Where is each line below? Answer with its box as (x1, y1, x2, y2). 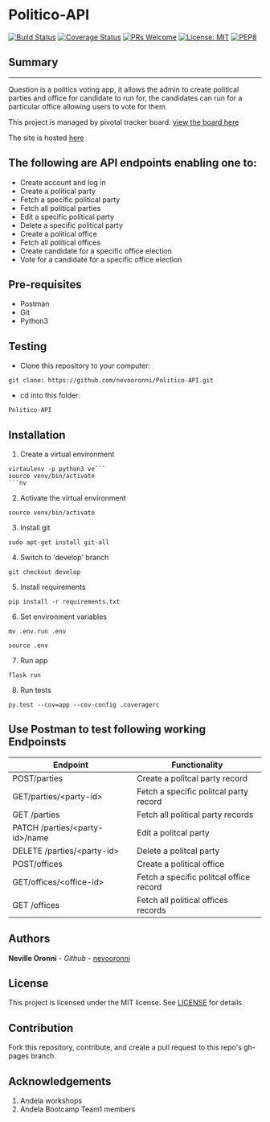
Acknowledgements (8, 1075, 112, 1088)
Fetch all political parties (19, 203, 101, 212)
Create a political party (19, 186, 96, 196)
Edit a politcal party (136, 827, 211, 838)
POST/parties (12, 773, 63, 784)
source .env (8, 641, 48, 650)
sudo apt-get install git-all (8, 538, 110, 547)
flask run (8, 671, 42, 679)
